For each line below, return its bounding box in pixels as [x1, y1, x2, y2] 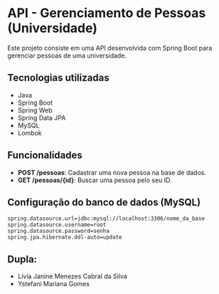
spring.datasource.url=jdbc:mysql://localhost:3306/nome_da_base [7, 215, 205, 222]
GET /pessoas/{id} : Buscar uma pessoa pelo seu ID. [17, 176, 172, 184]
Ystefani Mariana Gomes [17, 280, 90, 288]
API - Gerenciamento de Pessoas [7, 5, 206, 21]
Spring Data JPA [17, 113, 66, 122]
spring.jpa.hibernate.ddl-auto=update [7, 233, 122, 241]
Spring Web [17, 105, 53, 115]
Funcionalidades [7, 149, 83, 162]
